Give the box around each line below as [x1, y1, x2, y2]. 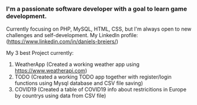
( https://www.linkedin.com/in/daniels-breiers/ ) [6, 38, 119, 45]
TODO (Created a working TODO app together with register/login [14, 73, 172, 81]
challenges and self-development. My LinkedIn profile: [6, 32, 138, 39]
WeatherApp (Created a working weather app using [14, 61, 140, 68]
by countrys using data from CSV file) [14, 92, 106, 99]
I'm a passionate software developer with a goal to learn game [6, 5, 187, 13]
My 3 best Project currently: [6, 50, 74, 57]
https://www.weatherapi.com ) [14, 67, 87, 74]
